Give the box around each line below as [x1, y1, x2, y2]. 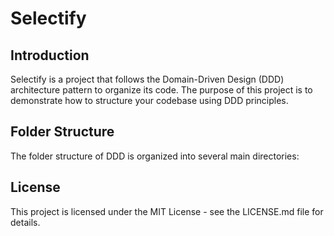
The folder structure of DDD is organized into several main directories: [10, 150, 300, 162]
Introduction [10, 47, 90, 64]
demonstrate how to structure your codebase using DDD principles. [10, 95, 289, 106]
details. [10, 216, 41, 228]
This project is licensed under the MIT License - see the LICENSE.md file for [10, 205, 324, 217]
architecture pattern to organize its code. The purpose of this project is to [10, 84, 313, 96]
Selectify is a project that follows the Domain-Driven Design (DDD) [10, 73, 285, 85]
